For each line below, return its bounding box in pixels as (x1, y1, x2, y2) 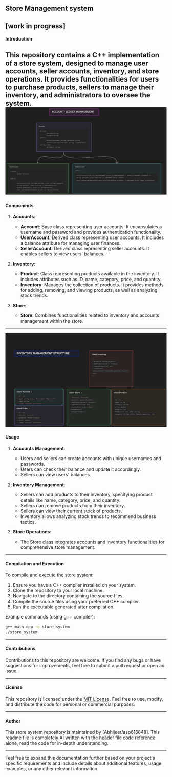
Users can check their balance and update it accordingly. (20, 466, 141, 472)
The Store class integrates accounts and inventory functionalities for (20, 539, 165, 545)
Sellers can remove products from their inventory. (20, 502, 125, 508)
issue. (5, 668, 18, 674)
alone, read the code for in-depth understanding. (5, 740, 109, 746)
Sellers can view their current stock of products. (20, 508, 122, 514)
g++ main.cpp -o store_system (5, 624, 70, 629)
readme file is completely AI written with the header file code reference (5, 734, 156, 741)
